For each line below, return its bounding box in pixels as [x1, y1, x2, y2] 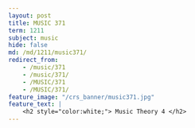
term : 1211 [8, 26, 45, 34]
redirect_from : [8, 56, 59, 64]
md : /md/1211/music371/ [8, 48, 88, 56]
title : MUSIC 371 [8, 19, 66, 27]
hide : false [8, 41, 48, 49]
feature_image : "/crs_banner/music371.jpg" [8, 93, 155, 101]
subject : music [8, 33, 59, 42]
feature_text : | [8, 100, 62, 108]
